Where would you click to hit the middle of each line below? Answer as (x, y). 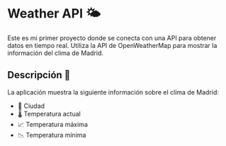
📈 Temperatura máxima (53, 124)
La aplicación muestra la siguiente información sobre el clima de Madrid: (113, 92)
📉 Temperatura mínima (52, 135)
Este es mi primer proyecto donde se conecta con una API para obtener (112, 38)
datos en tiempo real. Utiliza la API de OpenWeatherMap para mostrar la (112, 45)
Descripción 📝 (39, 75)
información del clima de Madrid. (56, 53)
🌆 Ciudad (31, 106)
